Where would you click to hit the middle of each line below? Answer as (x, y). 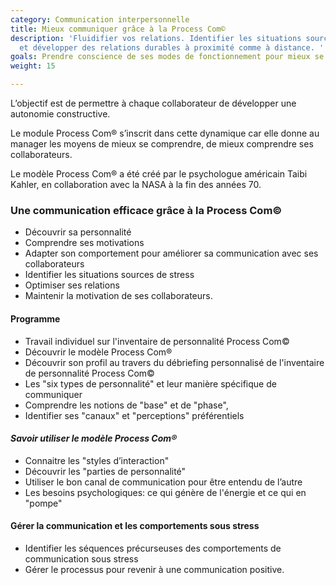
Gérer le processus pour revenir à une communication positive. (154, 569)
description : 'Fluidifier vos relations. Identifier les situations (156, 38)
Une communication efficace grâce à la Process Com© (146, 210)
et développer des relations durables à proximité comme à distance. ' (172, 47)
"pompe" (43, 503)
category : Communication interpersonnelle (100, 19)
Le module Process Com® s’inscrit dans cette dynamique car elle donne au (165, 133)
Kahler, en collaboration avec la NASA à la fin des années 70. (136, 184)
